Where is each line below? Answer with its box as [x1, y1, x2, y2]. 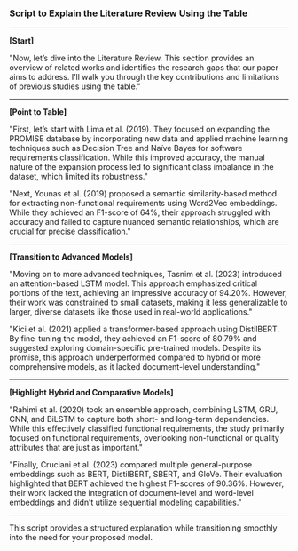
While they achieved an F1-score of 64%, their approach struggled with [9, 207, 271, 218]
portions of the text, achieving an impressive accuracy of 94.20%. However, [9, 288, 287, 299]
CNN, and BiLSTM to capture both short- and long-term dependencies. [9, 414, 270, 425]
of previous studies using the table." [9, 81, 141, 92]
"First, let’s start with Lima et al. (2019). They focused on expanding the [9, 124, 271, 135]
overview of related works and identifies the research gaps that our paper [9, 62, 279, 73]
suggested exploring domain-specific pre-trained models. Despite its [9, 343, 262, 354]
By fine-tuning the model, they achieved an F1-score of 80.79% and [9, 333, 257, 344]
